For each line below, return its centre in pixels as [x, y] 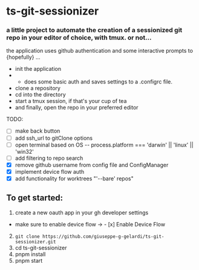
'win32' [24, 151]
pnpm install [30, 254]
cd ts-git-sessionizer [41, 248]
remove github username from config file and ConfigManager [92, 165]
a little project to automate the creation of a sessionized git [94, 30]
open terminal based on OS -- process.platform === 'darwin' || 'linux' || [104, 145]
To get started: [35, 198]
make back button [38, 131]
